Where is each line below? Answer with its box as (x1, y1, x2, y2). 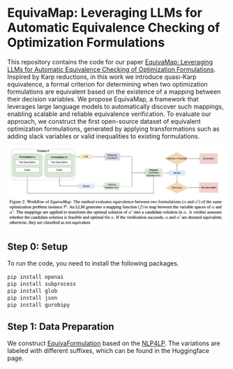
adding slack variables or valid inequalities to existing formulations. (7, 131, 200, 140)
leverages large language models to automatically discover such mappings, (7, 102, 225, 110)
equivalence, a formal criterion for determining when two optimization (7, 80, 208, 88)
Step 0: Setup (7, 240, 68, 252)
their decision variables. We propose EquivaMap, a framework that (7, 94, 199, 103)
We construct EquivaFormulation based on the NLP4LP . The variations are (7, 339, 220, 347)
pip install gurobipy (7, 302, 70, 309)
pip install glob (7, 288, 58, 295)
